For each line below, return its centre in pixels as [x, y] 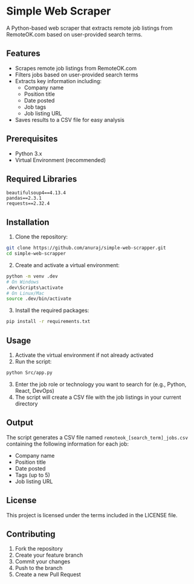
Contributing [31, 534]
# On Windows [23, 282]
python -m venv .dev [32, 276]
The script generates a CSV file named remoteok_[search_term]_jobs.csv [97, 437]
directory [26, 403]
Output [20, 423]
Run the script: [33, 362]
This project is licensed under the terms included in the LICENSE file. [92, 515]
